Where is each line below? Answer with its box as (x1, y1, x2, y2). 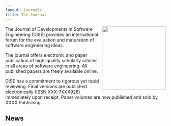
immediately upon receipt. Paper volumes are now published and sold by (5, 94, 158, 100)
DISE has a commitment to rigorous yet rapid (5, 78, 99, 84)
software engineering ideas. (5, 42, 64, 48)
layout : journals (5, 7, 42, 13)
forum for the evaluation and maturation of (5, 36, 94, 43)
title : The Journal (5, 12, 47, 17)
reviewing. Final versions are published (5, 83, 88, 89)
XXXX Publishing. (5, 99, 42, 105)
